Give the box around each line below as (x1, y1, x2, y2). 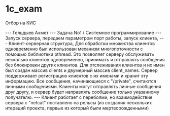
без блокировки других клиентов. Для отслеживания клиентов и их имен (5, 62, 165, 68)
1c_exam (5, 3, 42, 15)
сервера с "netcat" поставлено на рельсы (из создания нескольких (5, 99, 152, 105)
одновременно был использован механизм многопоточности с (5, 46, 143, 52)
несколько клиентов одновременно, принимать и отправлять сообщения (5, 56, 165, 62)
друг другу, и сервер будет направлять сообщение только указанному (5, 89, 160, 95)
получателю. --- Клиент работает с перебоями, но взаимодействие (5, 94, 153, 100)
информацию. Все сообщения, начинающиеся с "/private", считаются (5, 78, 156, 84)
